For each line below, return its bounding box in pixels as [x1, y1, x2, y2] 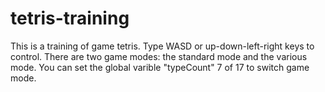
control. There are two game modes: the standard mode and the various [10, 50, 308, 62]
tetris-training [10, 7, 130, 30]
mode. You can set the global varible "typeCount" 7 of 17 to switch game [10, 61, 310, 73]
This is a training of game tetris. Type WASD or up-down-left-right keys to [10, 40, 315, 52]
